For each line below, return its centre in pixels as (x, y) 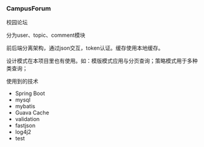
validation (27, 119)
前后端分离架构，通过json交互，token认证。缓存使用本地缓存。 (85, 48)
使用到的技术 (22, 81)
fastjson (25, 126)
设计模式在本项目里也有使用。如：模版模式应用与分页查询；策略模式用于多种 (102, 61)
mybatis (25, 106)
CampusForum (29, 8)
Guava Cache (32, 113)
